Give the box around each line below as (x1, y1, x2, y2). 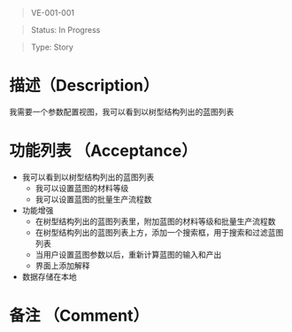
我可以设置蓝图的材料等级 (35, 182, 129, 193)
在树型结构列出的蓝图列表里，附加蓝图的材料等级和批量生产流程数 (35, 216, 276, 227)
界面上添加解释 (35, 260, 90, 271)
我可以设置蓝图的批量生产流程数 (35, 194, 152, 205)
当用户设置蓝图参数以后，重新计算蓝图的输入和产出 (35, 249, 222, 259)
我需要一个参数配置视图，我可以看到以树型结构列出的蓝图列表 (9, 106, 234, 117)
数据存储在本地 (21, 271, 77, 282)
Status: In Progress (30, 25, 101, 35)
